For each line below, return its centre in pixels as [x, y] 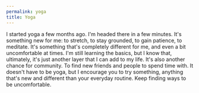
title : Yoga [21, 17]
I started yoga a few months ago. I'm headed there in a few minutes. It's [94, 34]
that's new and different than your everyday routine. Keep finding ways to [96, 78]
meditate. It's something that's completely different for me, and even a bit [96, 46]
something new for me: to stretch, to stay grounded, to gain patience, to [94, 40]
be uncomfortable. [29, 84]
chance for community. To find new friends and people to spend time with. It [100, 65]
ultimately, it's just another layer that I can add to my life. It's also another [96, 59]
